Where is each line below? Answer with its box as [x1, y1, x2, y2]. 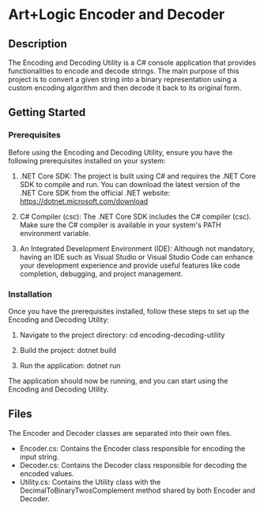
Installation [8, 288, 53, 299]
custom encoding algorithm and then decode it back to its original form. [8, 83, 242, 92]
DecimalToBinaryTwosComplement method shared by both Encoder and [19, 486, 255, 495]
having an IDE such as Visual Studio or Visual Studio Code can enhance [19, 252, 254, 261]
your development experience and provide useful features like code [19, 261, 241, 270]
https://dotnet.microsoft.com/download [19, 196, 149, 206]
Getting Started [8, 106, 86, 119]
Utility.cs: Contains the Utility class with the [19, 477, 161, 486]
